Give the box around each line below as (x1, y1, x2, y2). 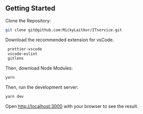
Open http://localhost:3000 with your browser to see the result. (5, 103, 139, 109)
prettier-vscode (7, 46, 42, 51)
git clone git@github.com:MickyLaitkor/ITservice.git (5, 27, 123, 33)
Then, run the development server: (5, 84, 79, 91)
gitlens (7, 56, 24, 61)
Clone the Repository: (5, 17, 51, 23)
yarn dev (5, 94, 24, 99)
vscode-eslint (7, 51, 38, 56)
